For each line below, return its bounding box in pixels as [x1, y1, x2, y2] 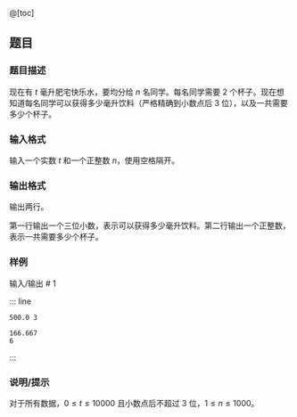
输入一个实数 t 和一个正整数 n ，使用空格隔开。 [9, 155, 180, 166]
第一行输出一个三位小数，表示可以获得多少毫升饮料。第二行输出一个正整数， [9, 220, 291, 231]
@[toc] [9, 8, 35, 18]
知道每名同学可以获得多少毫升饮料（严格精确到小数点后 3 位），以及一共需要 [9, 97, 288, 108]
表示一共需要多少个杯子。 [9, 232, 103, 242]
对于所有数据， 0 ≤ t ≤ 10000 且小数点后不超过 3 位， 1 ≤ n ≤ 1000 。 [9, 397, 260, 408]
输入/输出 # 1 [9, 278, 56, 289]
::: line [9, 296, 32, 307]
